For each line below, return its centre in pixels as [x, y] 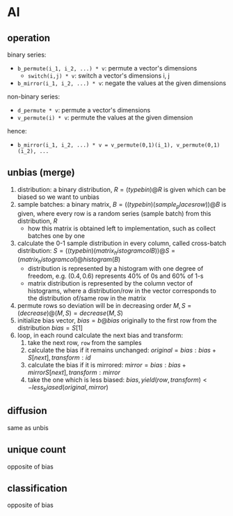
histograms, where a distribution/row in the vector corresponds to [122, 291]
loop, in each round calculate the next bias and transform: [100, 335]
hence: [17, 131]
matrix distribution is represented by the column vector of [110, 283]
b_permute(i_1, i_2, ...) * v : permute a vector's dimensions [107, 68]
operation [29, 38]
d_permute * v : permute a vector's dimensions [84, 110]
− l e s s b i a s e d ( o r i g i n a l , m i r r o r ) [68, 388]
